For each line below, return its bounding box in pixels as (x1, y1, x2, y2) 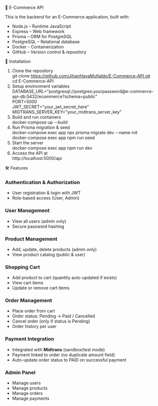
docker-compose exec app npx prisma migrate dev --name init (12, 130, 138, 135)
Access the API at (12, 150, 48, 156)
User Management (5, 207, 50, 214)
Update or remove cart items (12, 285, 70, 291)
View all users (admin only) (12, 218, 66, 224)
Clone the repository (12, 68, 53, 74)
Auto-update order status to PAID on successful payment (12, 357, 126, 363)
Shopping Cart (5, 264, 40, 270)
